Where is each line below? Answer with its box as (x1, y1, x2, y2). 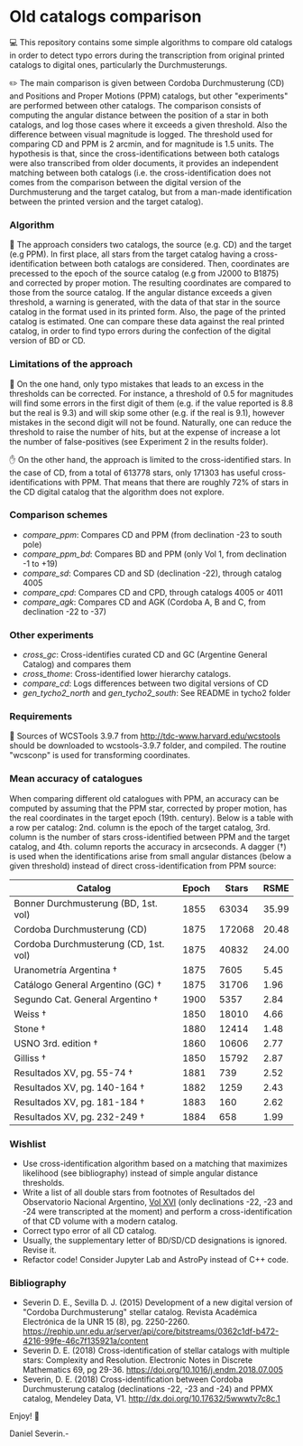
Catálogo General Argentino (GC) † (14, 978, 162, 991)
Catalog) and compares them (22, 659, 132, 670)
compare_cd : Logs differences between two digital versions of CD (22, 678, 269, 689)
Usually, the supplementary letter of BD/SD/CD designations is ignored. (22, 1235, 288, 1246)
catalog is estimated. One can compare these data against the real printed (9, 316, 285, 327)
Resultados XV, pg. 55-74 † (14, 1066, 133, 1079)
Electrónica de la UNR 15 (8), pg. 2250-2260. (22, 1317, 190, 1328)
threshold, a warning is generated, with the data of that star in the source (9, 296, 281, 308)
